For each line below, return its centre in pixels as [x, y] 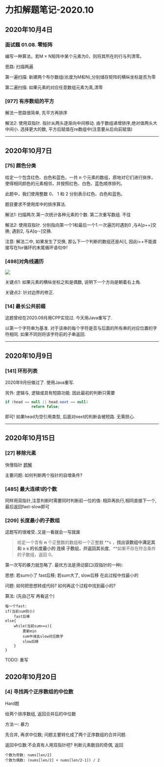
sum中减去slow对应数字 [43, 637]
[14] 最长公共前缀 [25, 307]
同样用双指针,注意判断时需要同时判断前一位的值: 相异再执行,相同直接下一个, [81, 500]
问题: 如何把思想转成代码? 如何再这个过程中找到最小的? [61, 586]
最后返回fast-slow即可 [27, 506]
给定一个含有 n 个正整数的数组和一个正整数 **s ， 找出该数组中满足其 [86, 542]
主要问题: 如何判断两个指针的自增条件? [44, 475]
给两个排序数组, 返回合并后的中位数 [41, 714]
